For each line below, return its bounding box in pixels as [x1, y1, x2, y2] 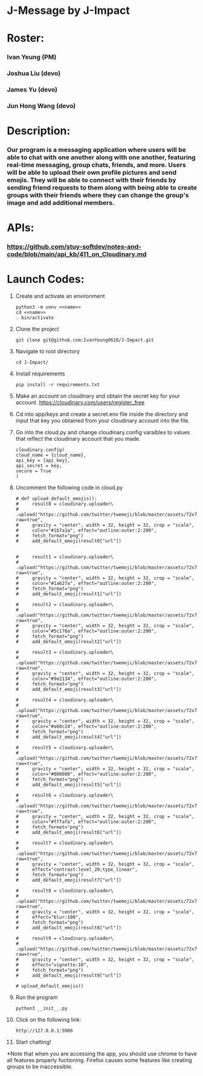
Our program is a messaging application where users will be [7, 146, 186, 154]
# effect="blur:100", [15, 914, 81, 920]
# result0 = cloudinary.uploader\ [15, 501, 114, 507]
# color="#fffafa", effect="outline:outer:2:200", [15, 819, 157, 825]
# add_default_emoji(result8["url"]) [15, 925, 121, 931]
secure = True [15, 468, 51, 474]
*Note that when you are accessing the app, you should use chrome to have [7, 1050, 197, 1057]
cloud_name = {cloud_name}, [15, 452, 86, 458]
